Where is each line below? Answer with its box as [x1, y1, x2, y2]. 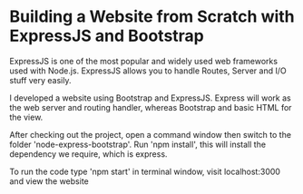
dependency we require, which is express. [9, 148, 168, 160]
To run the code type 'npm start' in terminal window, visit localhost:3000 [9, 166, 281, 177]
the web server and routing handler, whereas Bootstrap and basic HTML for [9, 102, 292, 112]
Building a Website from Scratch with [9, 6, 295, 27]
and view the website [9, 175, 89, 187]
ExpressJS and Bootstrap [9, 25, 204, 46]
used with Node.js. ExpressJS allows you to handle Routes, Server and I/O [9, 65, 288, 76]
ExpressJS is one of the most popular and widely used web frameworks [9, 55, 279, 66]
